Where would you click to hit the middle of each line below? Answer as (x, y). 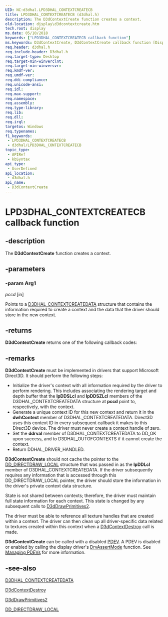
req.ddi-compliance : (27, 80)
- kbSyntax (18, 159)
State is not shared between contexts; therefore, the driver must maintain (80, 496)
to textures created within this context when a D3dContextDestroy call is (80, 527)
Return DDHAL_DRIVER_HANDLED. (48, 449)
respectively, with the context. (43, 407)
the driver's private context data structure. (49, 486)
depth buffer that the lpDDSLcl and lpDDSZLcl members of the (77, 396)
